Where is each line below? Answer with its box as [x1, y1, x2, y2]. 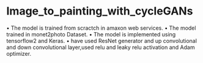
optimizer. [6, 50, 32, 57]
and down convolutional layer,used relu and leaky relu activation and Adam [6, 44, 195, 51]
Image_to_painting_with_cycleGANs [6, 4, 193, 18]
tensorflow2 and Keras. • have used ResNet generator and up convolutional [6, 37, 197, 44]
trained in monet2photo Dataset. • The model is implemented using [6, 30, 176, 38]
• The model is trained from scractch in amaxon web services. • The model [6, 24, 196, 31]
